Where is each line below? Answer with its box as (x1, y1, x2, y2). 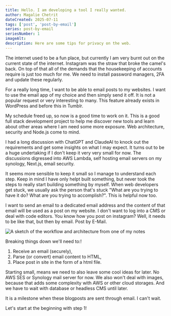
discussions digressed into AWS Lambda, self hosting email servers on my (5, 155, 162, 161)
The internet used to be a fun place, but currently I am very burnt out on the (5, 55, 165, 61)
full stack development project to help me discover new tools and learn (5, 118, 155, 124)
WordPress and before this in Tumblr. (5, 103, 83, 109)
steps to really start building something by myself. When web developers (5, 181, 159, 187)
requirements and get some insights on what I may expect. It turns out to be (5, 144, 165, 150)
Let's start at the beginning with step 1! (5, 305, 87, 311)
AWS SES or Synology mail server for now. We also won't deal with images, (5, 274, 164, 280)
